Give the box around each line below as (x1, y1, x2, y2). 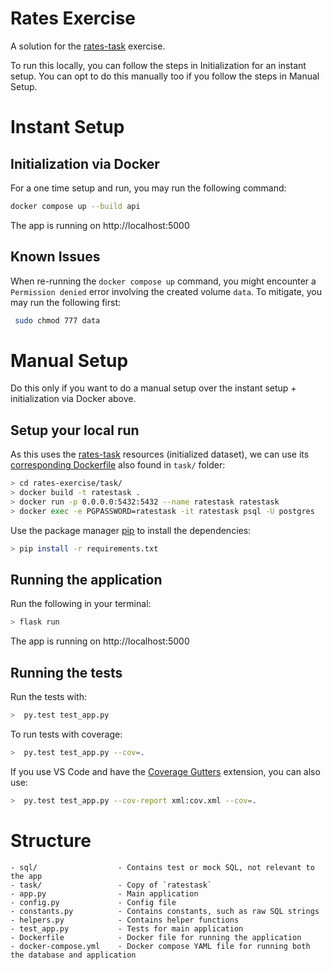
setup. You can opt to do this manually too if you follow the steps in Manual (10, 70, 320, 82)
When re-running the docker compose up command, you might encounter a (10, 275, 317, 287)
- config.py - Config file (10, 897, 177, 907)
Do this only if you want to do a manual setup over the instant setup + (10, 382, 297, 394)
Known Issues (10, 248, 101, 266)
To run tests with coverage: (10, 728, 123, 740)
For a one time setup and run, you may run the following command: (10, 182, 287, 194)
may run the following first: (10, 296, 122, 308)
